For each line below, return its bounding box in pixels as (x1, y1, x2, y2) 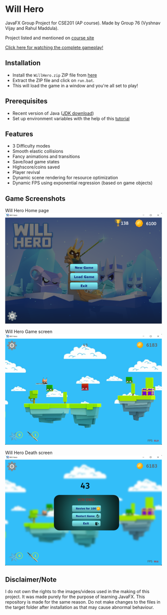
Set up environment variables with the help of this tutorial (12, 115, 130, 121)
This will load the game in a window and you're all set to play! (12, 82, 138, 88)
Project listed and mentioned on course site (5, 35, 94, 41)
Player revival (12, 169, 40, 175)
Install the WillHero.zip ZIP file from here (12, 72, 97, 78)
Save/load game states (12, 159, 60, 165)
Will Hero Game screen (5, 329, 53, 335)
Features (5, 130, 33, 138)
